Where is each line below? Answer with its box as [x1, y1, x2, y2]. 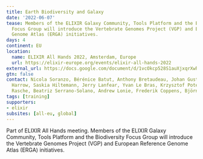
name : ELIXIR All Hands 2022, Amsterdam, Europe [11, 54, 137, 60]
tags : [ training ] [6, 93, 50, 100]
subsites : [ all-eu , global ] [6, 110, 77, 117]
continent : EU [6, 43, 42, 49]
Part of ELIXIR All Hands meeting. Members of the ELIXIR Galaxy [6, 127, 167, 134]
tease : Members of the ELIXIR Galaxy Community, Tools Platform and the [6, 20, 193, 26]
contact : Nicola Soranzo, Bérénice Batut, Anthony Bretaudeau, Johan [6, 76, 185, 83]
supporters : [6, 99, 36, 105]
